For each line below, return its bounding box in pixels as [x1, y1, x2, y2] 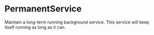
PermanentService [4, 3, 82, 14]
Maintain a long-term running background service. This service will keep [4, 19, 150, 25]
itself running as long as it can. [4, 24, 66, 30]
